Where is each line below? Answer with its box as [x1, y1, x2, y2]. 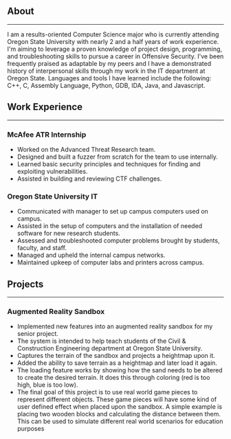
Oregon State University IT [7, 192, 98, 201]
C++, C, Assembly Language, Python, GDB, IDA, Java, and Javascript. [7, 81, 206, 89]
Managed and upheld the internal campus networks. [16, 251, 166, 260]
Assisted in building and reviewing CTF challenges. [16, 175, 162, 183]
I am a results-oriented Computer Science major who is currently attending [7, 30, 219, 38]
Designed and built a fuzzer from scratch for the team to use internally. [16, 153, 218, 161]
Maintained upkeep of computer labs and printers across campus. [16, 258, 204, 267]
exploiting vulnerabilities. [16, 167, 88, 175]
